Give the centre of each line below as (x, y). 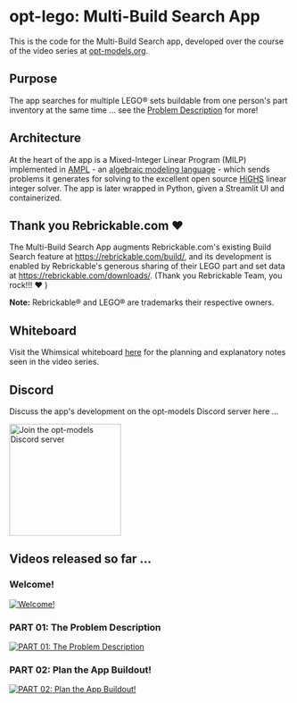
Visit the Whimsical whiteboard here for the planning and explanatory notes (148, 352)
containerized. (36, 198)
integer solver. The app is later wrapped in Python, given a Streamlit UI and (147, 188)
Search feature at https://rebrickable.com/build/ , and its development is (140, 257)
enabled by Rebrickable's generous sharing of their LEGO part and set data (147, 267)
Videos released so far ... (80, 559)
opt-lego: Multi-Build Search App (135, 17)
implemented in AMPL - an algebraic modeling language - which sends (140, 169)
